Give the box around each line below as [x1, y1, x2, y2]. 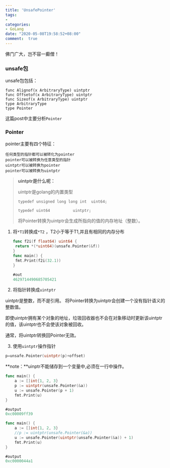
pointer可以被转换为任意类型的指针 [5, 158, 71, 163]
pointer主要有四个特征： [5, 141, 56, 147]
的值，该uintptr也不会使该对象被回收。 [5, 321, 86, 327]
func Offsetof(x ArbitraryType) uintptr [5, 92, 93, 98]
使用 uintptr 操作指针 [12, 343, 56, 349]
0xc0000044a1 [5, 459, 33, 464]
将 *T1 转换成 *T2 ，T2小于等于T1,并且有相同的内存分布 [12, 229, 125, 235]
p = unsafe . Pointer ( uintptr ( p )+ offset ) [5, 354, 86, 359]
